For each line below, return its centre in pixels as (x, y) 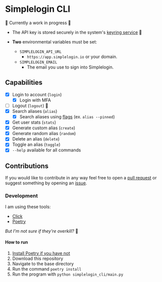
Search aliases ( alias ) (35, 111)
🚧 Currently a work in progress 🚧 (38, 23)
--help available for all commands (46, 150)
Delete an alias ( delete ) (36, 139)
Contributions (27, 166)
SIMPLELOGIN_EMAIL (38, 62)
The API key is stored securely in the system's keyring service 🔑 (77, 32)
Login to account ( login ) (37, 94)
